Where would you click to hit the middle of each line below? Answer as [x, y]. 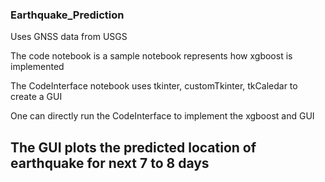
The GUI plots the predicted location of [133, 147]
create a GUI [36, 97]
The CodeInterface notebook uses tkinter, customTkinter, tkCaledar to [154, 86]
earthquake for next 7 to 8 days [110, 163]
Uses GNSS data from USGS [69, 37]
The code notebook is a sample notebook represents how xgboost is [151, 56]
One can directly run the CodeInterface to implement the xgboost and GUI [162, 116]
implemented [37, 67]
